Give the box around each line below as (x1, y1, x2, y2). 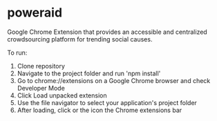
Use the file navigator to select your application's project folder (17, 98, 197, 106)
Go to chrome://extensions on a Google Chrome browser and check (17, 76, 211, 84)
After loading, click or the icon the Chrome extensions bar (17, 106, 182, 114)
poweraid (7, 5, 63, 21)
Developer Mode (17, 84, 66, 92)
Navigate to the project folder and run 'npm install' (17, 69, 161, 77)
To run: (7, 48, 28, 57)
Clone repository (17, 62, 66, 70)
